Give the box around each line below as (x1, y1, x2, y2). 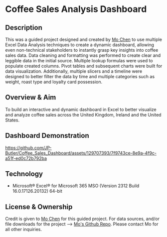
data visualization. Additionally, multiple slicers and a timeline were (5, 68, 143, 74)
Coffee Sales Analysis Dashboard (5, 3, 147, 15)
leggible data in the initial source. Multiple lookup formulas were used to (5, 58, 153, 63)
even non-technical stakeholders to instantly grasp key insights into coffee (5, 47, 159, 53)
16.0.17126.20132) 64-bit (12, 188, 62, 194)
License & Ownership (5, 203, 73, 211)
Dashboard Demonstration (5, 131, 89, 140)
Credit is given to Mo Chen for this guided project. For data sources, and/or (5, 216, 160, 222)
